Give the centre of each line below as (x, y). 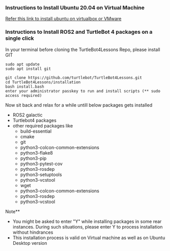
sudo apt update (22, 64)
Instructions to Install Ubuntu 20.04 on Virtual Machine (75, 8)
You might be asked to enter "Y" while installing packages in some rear (87, 221)
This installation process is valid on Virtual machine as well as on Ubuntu (89, 237)
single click (20, 38)
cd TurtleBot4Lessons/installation (43, 82)
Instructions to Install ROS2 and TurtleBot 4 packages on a (79, 32)
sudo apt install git (28, 69)
